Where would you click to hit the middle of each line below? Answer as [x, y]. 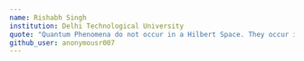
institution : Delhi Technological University [96, 26]
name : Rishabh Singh [48, 17]
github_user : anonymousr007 [62, 43]
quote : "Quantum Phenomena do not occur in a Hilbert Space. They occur [149, 34]
